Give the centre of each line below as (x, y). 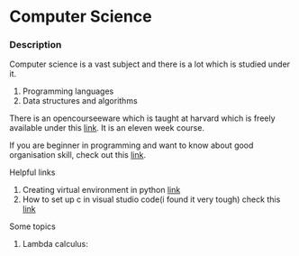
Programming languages (68, 91)
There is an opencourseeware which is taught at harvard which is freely (143, 118)
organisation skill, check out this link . (78, 155)
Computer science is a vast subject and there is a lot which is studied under (150, 64)
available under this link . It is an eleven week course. (107, 128)
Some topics (32, 226)
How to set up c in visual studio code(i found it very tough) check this (151, 199)
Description (36, 45)
